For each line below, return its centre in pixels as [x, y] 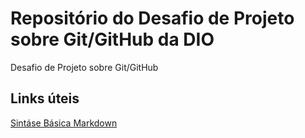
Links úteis [45, 98]
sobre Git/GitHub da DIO [112, 39]
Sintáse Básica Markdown [64, 123]
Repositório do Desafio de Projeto [152, 18]
